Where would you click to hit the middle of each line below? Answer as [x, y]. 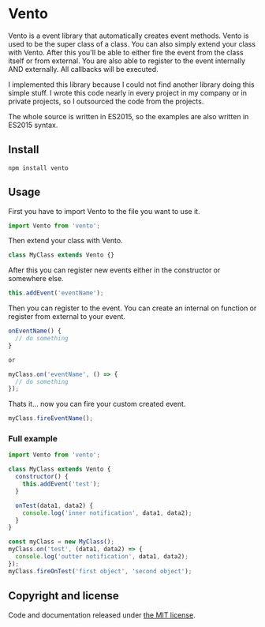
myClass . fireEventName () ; [50, 419]
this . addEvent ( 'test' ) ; [62, 484]
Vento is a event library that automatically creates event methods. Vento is [129, 36]
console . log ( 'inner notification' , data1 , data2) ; [107, 513]
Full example [33, 439]
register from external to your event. [67, 317]
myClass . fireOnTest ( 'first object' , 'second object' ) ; [100, 571]
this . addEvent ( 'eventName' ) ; [56, 293]
